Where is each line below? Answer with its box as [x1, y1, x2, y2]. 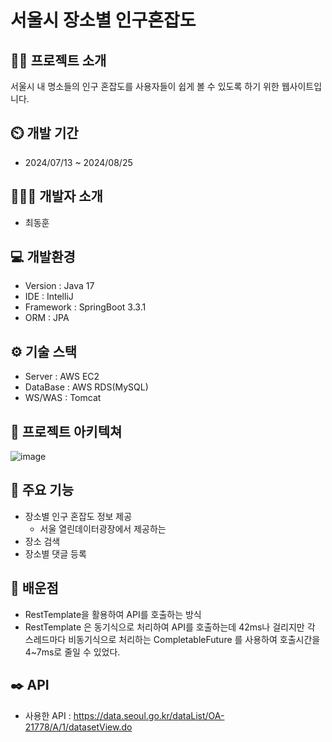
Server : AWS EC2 [24, 371, 100, 383]
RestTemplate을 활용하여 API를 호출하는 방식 [24, 608, 202, 620]
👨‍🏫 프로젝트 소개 [10, 52, 107, 69]
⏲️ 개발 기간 [10, 125, 79, 142]
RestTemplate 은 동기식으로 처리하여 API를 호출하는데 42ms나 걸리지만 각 [24, 621, 316, 633]
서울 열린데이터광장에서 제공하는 [39, 522, 167, 535]
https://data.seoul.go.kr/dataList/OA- [73, 709, 225, 721]
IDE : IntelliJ [24, 291, 74, 303]
